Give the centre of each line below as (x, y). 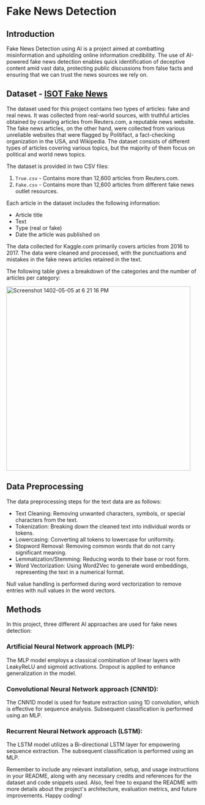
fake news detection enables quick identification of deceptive (107, 62)
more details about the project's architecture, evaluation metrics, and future (102, 789)
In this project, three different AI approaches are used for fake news (92, 624)
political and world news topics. (46, 154)
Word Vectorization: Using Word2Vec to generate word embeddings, (102, 565)
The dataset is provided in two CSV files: (58, 166)
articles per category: (34, 278)
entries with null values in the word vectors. (61, 590)
